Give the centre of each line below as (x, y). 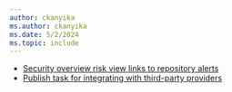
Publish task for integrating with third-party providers (122, 78)
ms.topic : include (44, 43)
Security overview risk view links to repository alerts (121, 69)
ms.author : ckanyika (49, 26)
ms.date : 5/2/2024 (44, 34)
